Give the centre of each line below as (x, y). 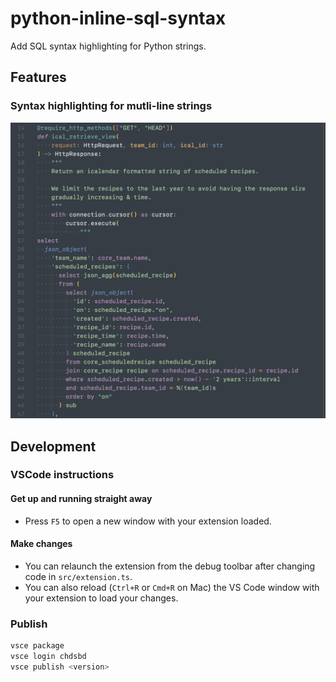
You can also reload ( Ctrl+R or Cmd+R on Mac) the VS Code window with (172, 587)
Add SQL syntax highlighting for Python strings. (108, 46)
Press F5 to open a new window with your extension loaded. (148, 521)
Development (53, 446)
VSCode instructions (62, 475)
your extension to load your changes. (101, 598)
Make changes (41, 544)
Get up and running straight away (81, 499)
